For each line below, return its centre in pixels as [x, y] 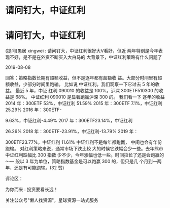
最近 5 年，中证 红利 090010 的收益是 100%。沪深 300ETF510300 [84, 91]
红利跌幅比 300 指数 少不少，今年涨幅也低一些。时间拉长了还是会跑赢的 [89, 155]
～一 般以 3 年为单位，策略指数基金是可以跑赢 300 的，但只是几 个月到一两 [83, 162]
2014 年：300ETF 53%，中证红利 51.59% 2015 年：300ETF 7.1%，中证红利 [84, 103]
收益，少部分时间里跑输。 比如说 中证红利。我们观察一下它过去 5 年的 [82, 84]
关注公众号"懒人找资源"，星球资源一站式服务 [52, 200]
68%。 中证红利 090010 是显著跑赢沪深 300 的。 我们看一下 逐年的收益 [90, 97]
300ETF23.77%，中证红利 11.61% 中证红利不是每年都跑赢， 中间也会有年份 [84, 142]
